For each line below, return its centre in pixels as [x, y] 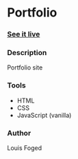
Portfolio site [25, 67]
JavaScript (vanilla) [44, 115]
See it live [24, 34]
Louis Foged [25, 148]
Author [19, 133]
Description [27, 53]
